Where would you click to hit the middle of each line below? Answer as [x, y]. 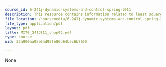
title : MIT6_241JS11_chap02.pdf [38, 33]
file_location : [21, 19]
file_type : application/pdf [34, 23]
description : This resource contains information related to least [76, 14]
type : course [19, 37]
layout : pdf [17, 28]
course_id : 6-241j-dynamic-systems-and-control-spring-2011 [68, 10]
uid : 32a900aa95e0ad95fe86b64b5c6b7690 [46, 42]
